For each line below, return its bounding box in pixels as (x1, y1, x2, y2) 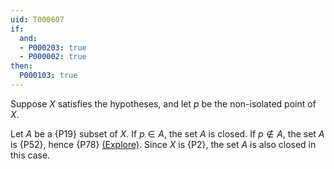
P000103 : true (19, 71, 78, 81)
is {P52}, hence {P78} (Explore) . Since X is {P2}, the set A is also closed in (10, 138, 317, 150)
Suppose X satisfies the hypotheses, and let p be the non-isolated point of (10, 97, 317, 110)
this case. (10, 149, 51, 161)
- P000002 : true (19, 52, 87, 62)
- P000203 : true (19, 42, 87, 53)
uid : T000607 (10, 14, 65, 25)
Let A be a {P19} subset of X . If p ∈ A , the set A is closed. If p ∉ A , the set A (10, 127, 325, 140)
